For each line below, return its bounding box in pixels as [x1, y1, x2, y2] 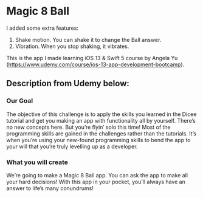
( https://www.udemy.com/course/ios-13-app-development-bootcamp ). [6, 61, 185, 68]
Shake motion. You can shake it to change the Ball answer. [15, 36, 162, 43]
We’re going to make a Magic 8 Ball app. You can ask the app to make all [6, 171, 188, 179]
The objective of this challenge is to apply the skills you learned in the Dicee [6, 111, 197, 118]
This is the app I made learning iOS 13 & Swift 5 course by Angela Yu [6, 54, 178, 61]
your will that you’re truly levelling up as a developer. [6, 143, 138, 150]
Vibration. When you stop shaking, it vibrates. [15, 43, 129, 50]
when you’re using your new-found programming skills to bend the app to [6, 136, 191, 143]
